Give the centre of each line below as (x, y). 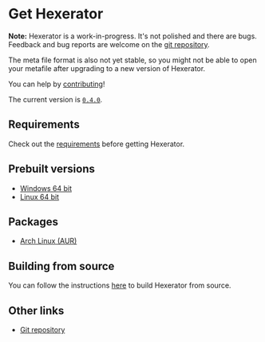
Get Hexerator (56, 14)
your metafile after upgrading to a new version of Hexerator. (107, 68)
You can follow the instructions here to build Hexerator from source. (120, 285)
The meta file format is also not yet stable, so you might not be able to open (132, 60)
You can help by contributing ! (57, 84)
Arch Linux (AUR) (48, 241)
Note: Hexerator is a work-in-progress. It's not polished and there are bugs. (132, 36)
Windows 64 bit (45, 188)
